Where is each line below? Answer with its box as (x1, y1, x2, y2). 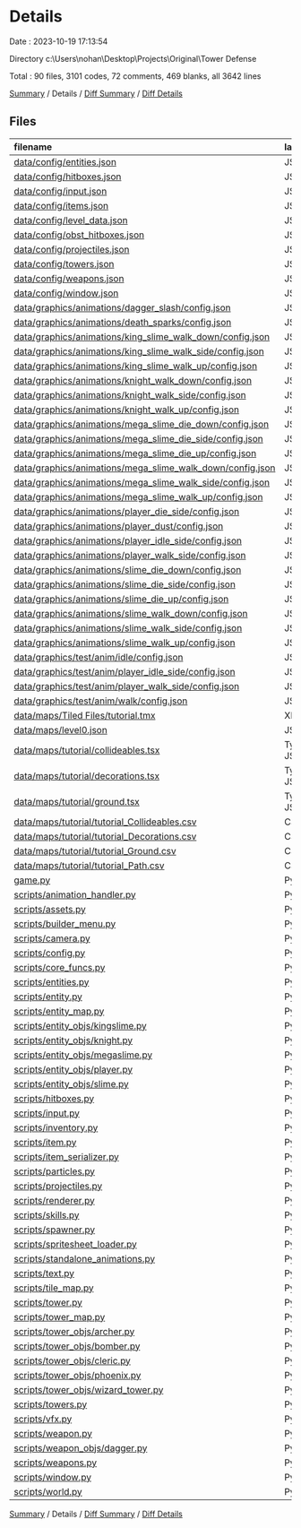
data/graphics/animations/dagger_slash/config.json (13, 301, 231, 314)
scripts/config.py (13, 946, 86, 959)
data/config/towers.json (13, 257, 115, 270)
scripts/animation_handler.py (13, 888, 136, 901)
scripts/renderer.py (13, 1194, 96, 1206)
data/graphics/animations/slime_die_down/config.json (13, 563, 242, 575)
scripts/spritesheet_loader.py (13, 1238, 137, 1250)
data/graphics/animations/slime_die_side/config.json (13, 578, 236, 591)
